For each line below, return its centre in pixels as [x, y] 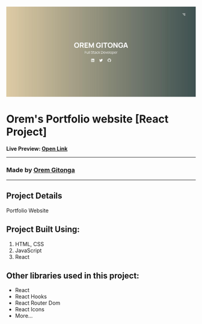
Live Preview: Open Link [37, 148]
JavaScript [28, 250]
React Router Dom [38, 303]
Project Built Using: [43, 230]
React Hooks [31, 297]
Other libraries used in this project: [73, 275]
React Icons [30, 310]
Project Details [34, 196]
